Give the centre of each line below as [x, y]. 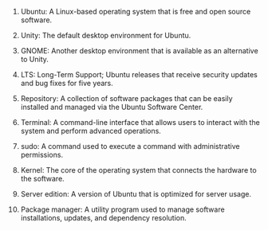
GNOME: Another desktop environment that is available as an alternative [139, 51]
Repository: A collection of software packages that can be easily [126, 98]
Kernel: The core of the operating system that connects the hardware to [139, 170]
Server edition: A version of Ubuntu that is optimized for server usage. [136, 194]
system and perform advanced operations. [91, 131]
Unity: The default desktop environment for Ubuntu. [106, 35]
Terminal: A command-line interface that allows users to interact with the [140, 122]
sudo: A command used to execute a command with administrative [130, 146]
